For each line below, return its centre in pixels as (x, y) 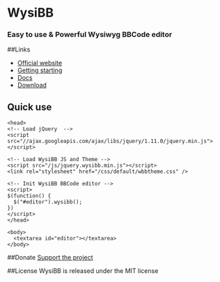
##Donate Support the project (50, 258)
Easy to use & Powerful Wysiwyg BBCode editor (90, 35)
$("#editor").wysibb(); (48, 202)
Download (32, 85)
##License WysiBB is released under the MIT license (83, 271)
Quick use (30, 107)
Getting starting (40, 70)
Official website (40, 63)
